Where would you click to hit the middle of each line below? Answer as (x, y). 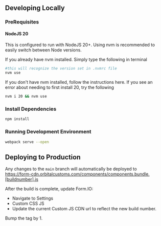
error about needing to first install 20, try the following (59, 87)
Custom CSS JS (28, 203)
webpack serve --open (27, 142)
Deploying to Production (43, 157)
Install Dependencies (31, 109)
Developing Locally (35, 8)
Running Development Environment (48, 132)
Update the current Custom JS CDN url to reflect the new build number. (84, 209)
